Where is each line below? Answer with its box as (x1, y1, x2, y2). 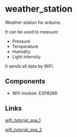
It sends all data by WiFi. (5, 63, 55, 69)
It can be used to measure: (5, 29, 59, 34)
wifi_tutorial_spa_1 (5, 117, 41, 123)
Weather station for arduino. (5, 19, 62, 25)
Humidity (12, 49, 31, 54)
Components (5, 77, 45, 86)
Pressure (12, 38, 31, 44)
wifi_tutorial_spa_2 (5, 126, 42, 132)
